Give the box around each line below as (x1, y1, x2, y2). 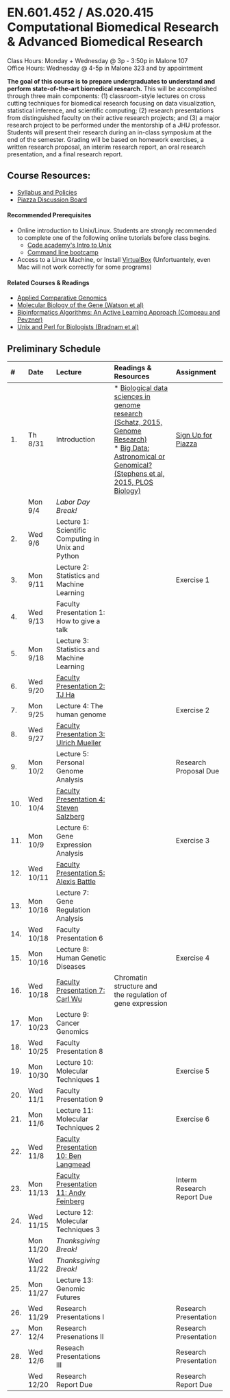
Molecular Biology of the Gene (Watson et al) (16, 301, 144, 309)
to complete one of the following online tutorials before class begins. (16, 233, 211, 241)
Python (55, 551, 79, 560)
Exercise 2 (175, 705, 210, 714)
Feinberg (55, 1196, 85, 1206)
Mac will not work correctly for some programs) (16, 263, 152, 271)
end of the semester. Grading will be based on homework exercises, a (7, 135, 204, 143)
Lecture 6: (55, 823, 89, 832)
